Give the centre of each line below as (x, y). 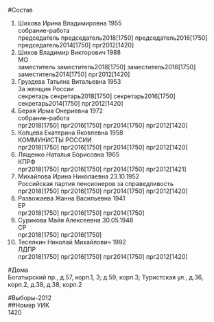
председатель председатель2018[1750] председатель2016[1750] (112, 38)
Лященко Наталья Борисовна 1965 (68, 154)
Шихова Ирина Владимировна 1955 (70, 23)
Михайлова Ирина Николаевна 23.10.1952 (79, 176)
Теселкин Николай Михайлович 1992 (72, 242)
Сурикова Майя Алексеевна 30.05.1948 (75, 220)
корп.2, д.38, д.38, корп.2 (45, 285)
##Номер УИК (29, 305)
